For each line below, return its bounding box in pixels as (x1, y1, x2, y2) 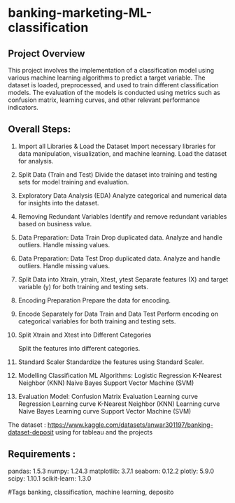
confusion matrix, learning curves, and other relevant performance (8, 96, 200, 104)
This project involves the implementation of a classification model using (8, 66, 215, 74)
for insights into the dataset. (17, 198, 99, 207)
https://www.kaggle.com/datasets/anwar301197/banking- (47, 421, 213, 429)
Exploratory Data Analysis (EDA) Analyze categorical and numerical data (17, 191, 227, 200)
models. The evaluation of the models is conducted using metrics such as (8, 89, 221, 96)
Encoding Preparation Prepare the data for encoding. (17, 296, 171, 305)
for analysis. (17, 156, 54, 165)
